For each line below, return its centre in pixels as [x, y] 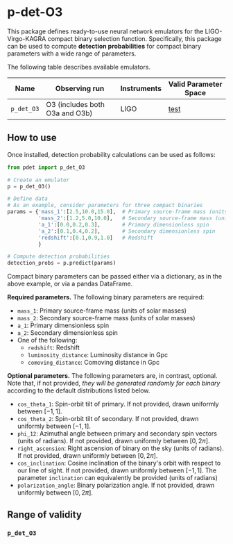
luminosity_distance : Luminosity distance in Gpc [98, 355]
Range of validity [44, 514]
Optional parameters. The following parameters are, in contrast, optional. [112, 376]
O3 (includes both [76, 104]
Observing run [80, 88]
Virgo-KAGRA [27, 38]
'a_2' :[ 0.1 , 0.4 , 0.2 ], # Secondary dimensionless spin [127, 231]
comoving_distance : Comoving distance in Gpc [94, 363]
